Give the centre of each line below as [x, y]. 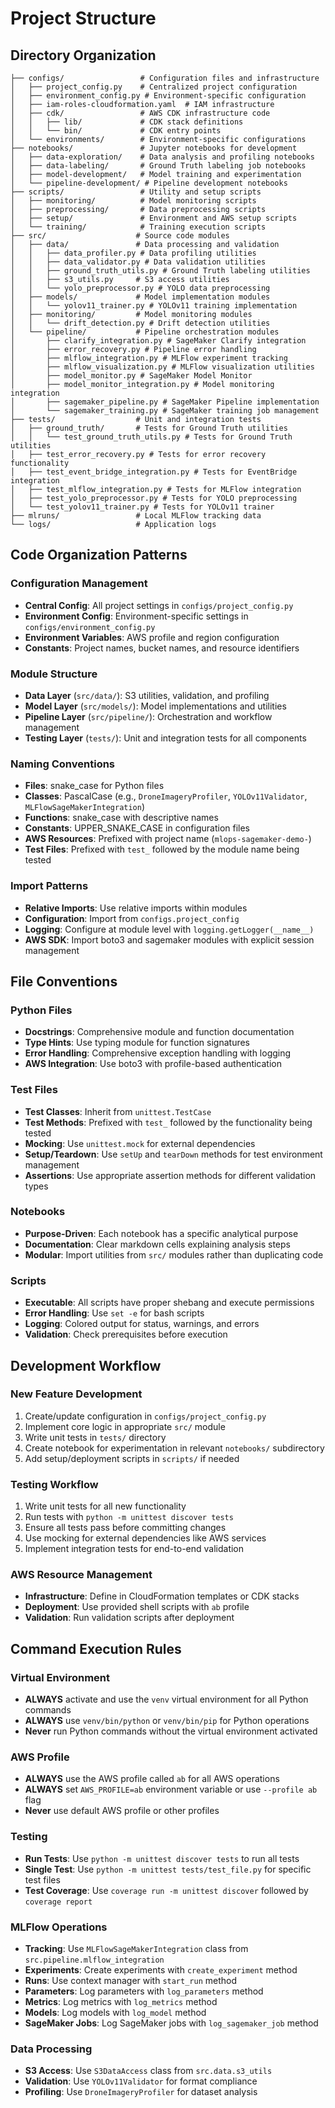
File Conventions [64, 981]
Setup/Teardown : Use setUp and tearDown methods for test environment [173, 1154]
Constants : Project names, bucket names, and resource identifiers [162, 648]
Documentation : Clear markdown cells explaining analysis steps [157, 1244]
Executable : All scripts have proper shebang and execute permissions [169, 1303]
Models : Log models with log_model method [115, 2013]
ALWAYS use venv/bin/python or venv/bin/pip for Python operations [167, 1721]
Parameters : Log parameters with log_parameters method [144, 1991]
